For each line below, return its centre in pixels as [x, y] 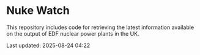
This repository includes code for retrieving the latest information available [100, 27]
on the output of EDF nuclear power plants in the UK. [73, 33]
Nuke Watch [38, 11]
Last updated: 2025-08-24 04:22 [48, 45]
